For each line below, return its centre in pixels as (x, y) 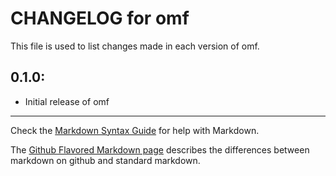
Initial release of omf (67, 101)
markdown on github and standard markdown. (105, 160)
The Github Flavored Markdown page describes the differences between (160, 149)
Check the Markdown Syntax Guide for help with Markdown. (135, 130)
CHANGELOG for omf (100, 18)
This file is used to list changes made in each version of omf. (135, 46)
